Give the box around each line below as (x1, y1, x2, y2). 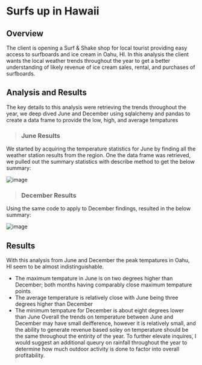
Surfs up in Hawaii (6, 4, 99, 18)
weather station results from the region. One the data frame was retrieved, (6, 152, 191, 159)
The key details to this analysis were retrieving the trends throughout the (6, 103, 187, 111)
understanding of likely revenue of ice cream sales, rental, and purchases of (6, 63, 195, 71)
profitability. (14, 352, 45, 359)
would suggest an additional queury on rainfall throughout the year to (14, 339, 188, 346)
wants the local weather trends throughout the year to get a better (6, 57, 171, 64)
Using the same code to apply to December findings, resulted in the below (6, 205, 191, 212)
